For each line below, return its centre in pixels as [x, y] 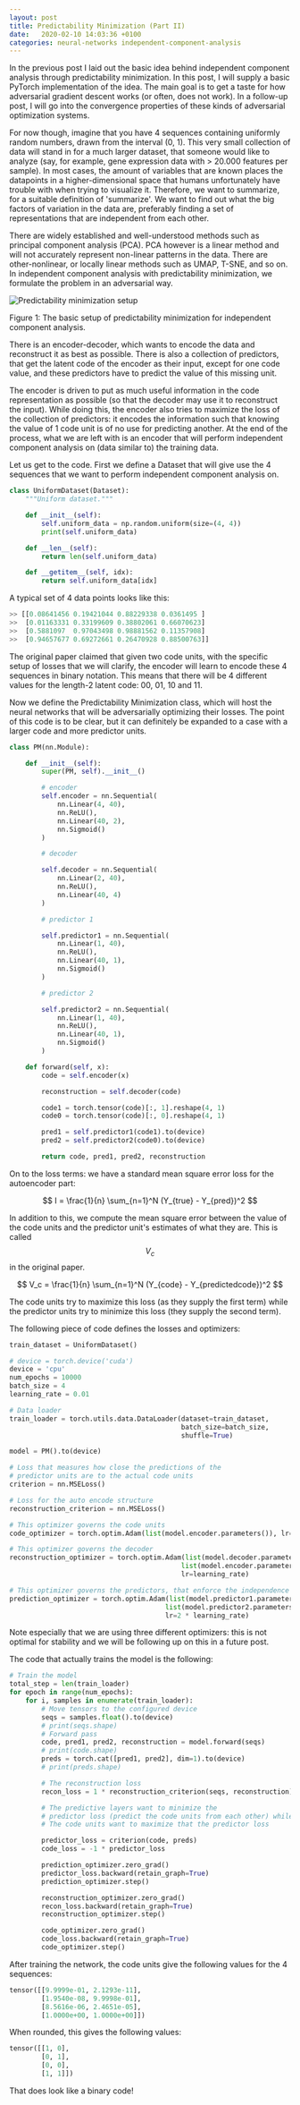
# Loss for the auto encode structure [81, 1500]
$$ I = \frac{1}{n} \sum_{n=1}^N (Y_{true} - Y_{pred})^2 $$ [150, 1201]
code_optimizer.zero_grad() [93, 1931]
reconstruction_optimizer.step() [104, 1914]
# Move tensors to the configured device [120, 1709]
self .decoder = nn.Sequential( [100, 870]
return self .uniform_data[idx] [100, 581]
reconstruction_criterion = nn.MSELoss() [87, 1508]
